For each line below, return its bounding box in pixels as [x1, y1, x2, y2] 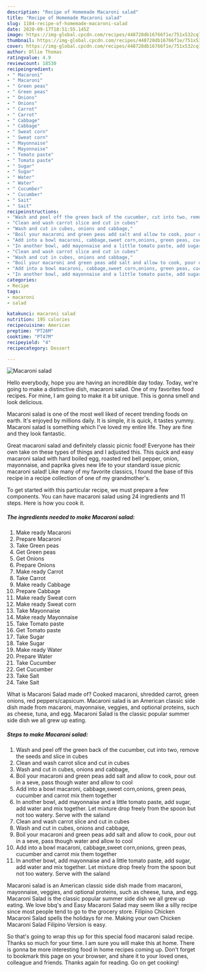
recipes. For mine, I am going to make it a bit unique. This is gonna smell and [7, 392, 200, 399]
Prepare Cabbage [15, 587, 61, 595]
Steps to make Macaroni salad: [7, 730, 88, 738]
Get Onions [15, 555, 45, 562]
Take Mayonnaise [15, 607, 61, 614]
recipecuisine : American [7, 323, 70, 329]
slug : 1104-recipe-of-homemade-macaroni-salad [7, 20, 128, 26]
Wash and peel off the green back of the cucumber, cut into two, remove [15, 746, 199, 754]
